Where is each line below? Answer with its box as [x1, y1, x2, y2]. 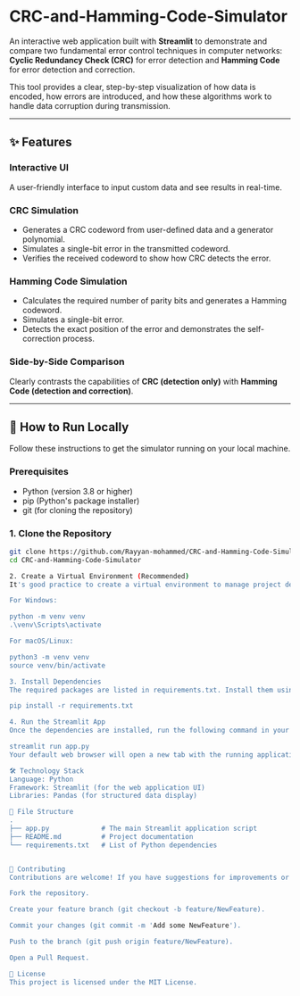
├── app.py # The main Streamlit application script [9, 824, 257, 834]
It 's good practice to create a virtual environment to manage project [9, 580, 281, 589]
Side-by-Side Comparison [9, 355, 125, 368]
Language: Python [9, 775, 74, 784]
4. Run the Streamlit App [9, 718, 105, 726]
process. [62, 333, 96, 344]
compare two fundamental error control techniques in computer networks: [9, 45, 283, 55]
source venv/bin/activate [9, 660, 105, 670]
